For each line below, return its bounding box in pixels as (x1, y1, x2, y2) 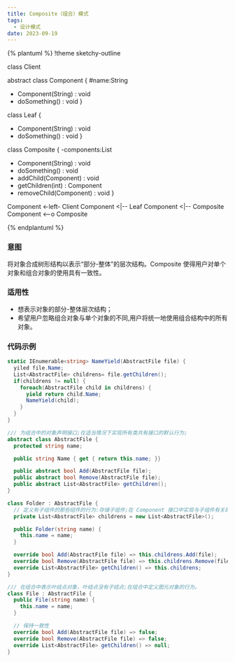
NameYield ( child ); (25, 397, 80, 404)
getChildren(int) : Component (17, 182, 102, 190)
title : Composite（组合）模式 (7, 10, 89, 18)
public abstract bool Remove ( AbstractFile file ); (13, 474, 161, 481)
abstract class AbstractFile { (7, 435, 99, 443)
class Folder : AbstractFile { (7, 499, 99, 507)
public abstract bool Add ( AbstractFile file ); (13, 468, 152, 475)
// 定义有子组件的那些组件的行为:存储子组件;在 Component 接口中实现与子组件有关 (13, 506, 225, 513)
